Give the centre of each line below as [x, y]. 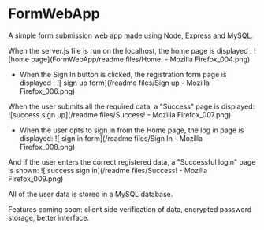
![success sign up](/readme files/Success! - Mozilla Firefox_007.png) [120, 114]
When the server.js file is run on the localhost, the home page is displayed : [130, 50]
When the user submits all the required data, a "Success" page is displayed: [131, 106]
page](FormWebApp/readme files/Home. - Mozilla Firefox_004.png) [141, 59]
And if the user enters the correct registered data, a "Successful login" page [132, 161]
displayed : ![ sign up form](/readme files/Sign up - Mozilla [115, 83]
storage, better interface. [48, 217]
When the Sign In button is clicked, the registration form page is [123, 74]
